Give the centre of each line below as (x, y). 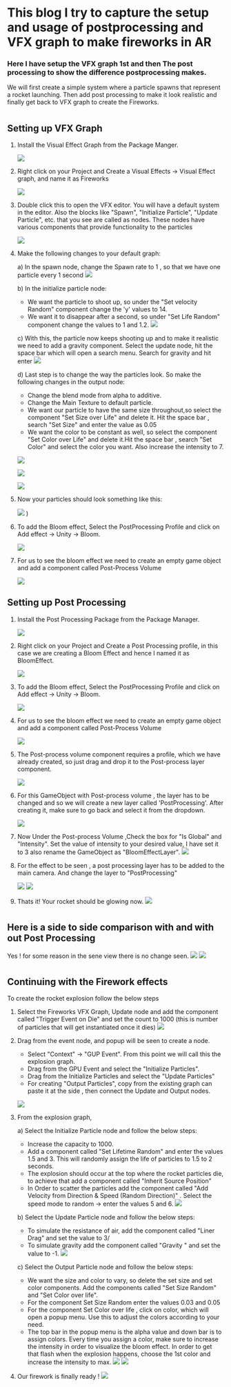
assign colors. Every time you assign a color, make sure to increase (123, 1339)
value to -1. (43, 1253)
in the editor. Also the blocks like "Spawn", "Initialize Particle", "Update (117, 212)
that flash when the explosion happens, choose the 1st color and (119, 1354)
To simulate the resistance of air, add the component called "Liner (121, 1231)
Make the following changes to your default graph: (89, 253)
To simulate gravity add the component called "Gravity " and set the (124, 1245)
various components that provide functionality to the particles (105, 227)
